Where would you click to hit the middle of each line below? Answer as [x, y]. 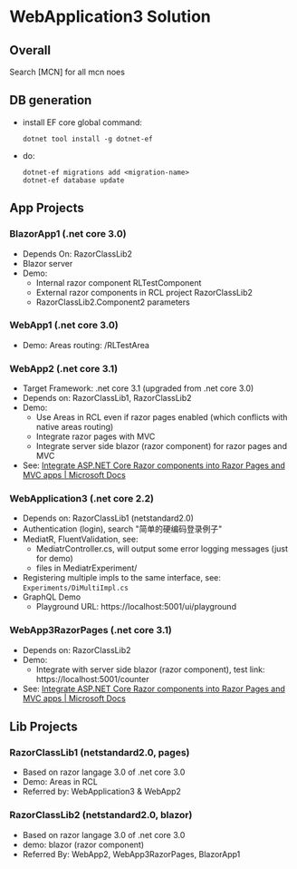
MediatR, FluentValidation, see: [80, 539]
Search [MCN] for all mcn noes [67, 72]
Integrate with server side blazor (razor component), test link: [150, 669]
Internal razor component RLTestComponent [119, 282]
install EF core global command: [82, 122]
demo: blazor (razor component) [83, 845]
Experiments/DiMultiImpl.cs [75, 588]
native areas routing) [75, 427]
